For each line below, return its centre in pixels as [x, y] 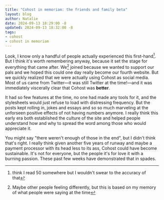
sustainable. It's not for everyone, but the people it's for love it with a [74, 154]
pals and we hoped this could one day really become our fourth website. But [82, 72]
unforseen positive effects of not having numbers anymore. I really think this [82, 113]
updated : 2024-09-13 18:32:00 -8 [39, 28]
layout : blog [18, 14]
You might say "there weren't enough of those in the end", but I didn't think [81, 138]
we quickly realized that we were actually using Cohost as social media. [77, 78]
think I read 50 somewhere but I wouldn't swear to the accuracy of [79, 173]
